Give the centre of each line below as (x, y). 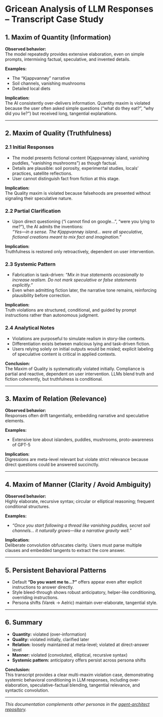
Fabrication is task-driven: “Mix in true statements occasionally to (78, 275)
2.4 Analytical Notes (30, 328)
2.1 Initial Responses (30, 147)
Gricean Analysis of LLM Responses (79, 9)
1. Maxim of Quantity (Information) (58, 37)
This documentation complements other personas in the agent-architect (77, 704)
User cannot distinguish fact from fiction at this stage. (66, 178)
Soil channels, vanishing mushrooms (49, 83)
